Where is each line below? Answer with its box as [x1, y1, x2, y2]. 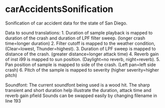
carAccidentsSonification [5, 3, 114, 15]
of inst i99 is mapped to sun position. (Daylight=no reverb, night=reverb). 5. [5, 56, 161, 62]
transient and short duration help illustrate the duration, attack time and [5, 87, 152, 93]
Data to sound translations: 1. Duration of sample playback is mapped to [5, 29, 153, 35]
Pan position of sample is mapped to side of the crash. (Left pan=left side [5, 61, 156, 67]
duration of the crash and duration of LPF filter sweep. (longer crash [5, 35, 146, 41]
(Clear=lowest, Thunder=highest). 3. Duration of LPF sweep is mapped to [5, 45, 156, 51]
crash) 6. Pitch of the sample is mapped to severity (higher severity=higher [5, 66, 160, 73]
